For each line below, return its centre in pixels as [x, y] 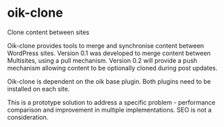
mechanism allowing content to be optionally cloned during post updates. [112, 68]
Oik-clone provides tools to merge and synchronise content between [106, 45]
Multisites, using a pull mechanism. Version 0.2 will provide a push [102, 60]
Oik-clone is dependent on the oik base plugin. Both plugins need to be [109, 81]
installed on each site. [39, 89]
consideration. [28, 117]
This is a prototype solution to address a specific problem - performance [111, 102]
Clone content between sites [48, 32]
